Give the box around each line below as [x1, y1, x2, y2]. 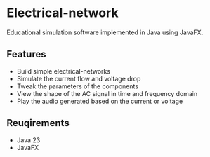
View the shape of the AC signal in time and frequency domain [16, 89, 198, 97]
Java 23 [16, 135, 41, 144]
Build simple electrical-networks [16, 67, 110, 75]
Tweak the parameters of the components [16, 82, 138, 90]
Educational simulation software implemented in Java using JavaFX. [6, 28, 204, 36]
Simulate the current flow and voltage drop [16, 74, 141, 83]
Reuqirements [6, 117, 70, 129]
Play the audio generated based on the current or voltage [16, 97, 183, 105]
